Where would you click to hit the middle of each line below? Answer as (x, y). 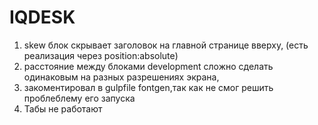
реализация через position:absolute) (101, 55)
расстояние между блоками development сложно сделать (148, 66)
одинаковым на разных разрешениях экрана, (121, 77)
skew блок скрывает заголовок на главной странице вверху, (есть (166, 45)
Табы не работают (63, 108)
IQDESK (42, 17)
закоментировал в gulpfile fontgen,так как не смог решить (148, 87)
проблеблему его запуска (79, 98)
